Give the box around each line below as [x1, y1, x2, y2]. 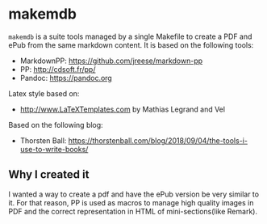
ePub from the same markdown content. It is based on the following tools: [8, 40, 254, 49]
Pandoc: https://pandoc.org [19, 73, 113, 82]
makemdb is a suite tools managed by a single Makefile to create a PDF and [8, 32, 252, 41]
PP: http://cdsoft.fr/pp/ [19, 64, 96, 74]
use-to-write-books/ [19, 144, 89, 154]
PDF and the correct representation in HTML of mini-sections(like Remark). [8, 206, 258, 216]
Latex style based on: [8, 88, 80, 98]
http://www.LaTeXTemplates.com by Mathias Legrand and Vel [19, 104, 226, 114]
